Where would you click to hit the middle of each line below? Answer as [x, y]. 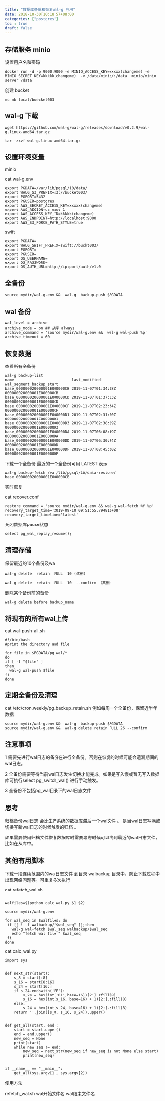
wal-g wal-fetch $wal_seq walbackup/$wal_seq [59, 929]
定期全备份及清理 [31, 696]
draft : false [19, 28]
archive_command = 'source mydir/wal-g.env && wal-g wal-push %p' [76, 333]
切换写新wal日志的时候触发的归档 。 [42, 827]
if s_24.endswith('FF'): [40, 991]
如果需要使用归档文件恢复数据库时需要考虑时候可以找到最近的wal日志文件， [82, 838]
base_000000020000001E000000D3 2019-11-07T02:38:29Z [61, 423]
